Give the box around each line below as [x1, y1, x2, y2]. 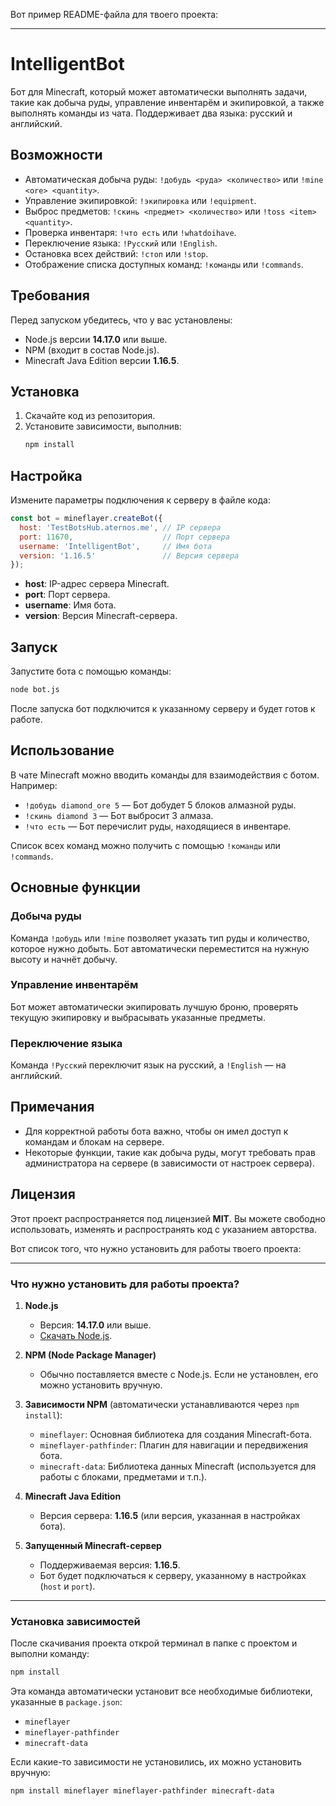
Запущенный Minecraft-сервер [24, 1540, 162, 1552]
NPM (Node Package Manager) [24, 1349, 157, 1361]
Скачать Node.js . [39, 1330, 113, 1342]
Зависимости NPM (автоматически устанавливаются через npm [24, 1399, 300, 1411]
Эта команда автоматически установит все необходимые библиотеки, [10, 1685, 313, 1698]
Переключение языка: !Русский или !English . [24, 237, 218, 249]
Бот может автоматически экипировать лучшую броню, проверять [10, 1000, 299, 1013]
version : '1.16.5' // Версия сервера [19, 550, 240, 561]
